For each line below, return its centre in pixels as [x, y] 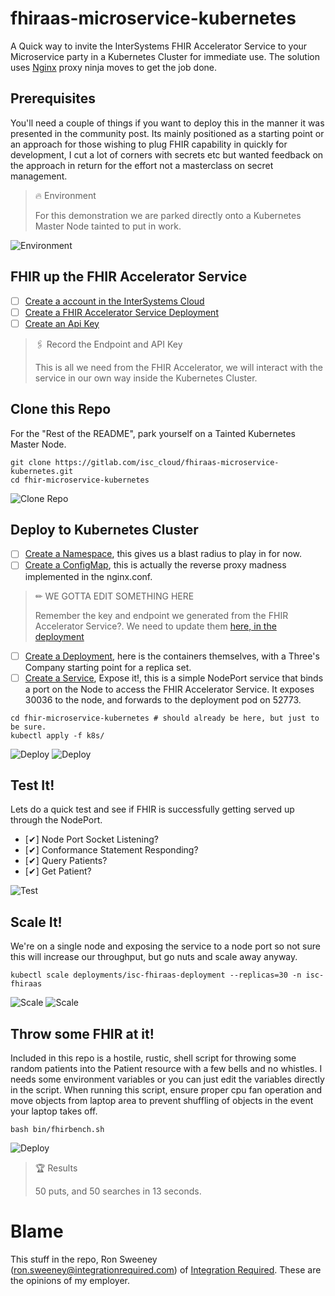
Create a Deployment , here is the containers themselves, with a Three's [172, 656]
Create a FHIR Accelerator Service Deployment [121, 312]
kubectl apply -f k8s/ [57, 735]
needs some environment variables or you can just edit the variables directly [167, 1079]
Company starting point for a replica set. [108, 667]
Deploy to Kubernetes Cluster [104, 529]
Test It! [32, 785]
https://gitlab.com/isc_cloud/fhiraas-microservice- [167, 462]
